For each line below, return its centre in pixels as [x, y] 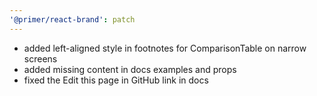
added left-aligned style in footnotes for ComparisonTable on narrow [165, 48]
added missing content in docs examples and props [130, 69]
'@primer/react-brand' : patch [72, 19]
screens [40, 58]
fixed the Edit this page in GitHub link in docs [116, 80]
